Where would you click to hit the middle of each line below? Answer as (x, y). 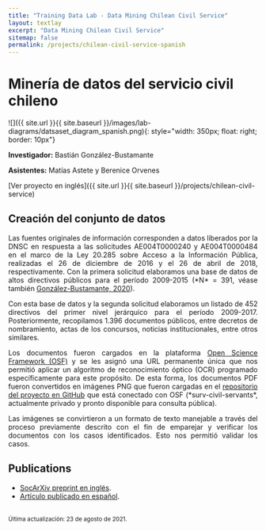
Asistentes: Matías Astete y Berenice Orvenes (84, 170)
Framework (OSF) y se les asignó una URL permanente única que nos (133, 361)
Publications (40, 469)
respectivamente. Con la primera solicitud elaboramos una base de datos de (133, 271)
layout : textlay (35, 23)
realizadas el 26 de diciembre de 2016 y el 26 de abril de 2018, (133, 263)
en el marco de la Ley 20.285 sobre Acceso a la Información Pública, (133, 255)
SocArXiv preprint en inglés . (65, 487)
